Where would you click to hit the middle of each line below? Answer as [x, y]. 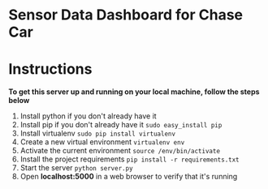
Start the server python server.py [76, 168]
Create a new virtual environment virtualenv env [102, 142]
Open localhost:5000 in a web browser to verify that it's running [129, 177]
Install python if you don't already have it [88, 116]
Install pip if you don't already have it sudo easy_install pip [121, 125]
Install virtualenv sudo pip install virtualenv [98, 133]
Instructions [50, 69]
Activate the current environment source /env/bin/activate [120, 151]
